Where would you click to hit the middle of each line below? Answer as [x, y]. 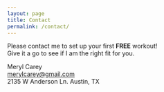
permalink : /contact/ [38, 26]
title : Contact [29, 20]
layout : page [26, 13]
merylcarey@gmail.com [41, 74]
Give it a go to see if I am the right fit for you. [71, 53]
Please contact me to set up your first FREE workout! [82, 46]
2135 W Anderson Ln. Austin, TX [54, 82]
